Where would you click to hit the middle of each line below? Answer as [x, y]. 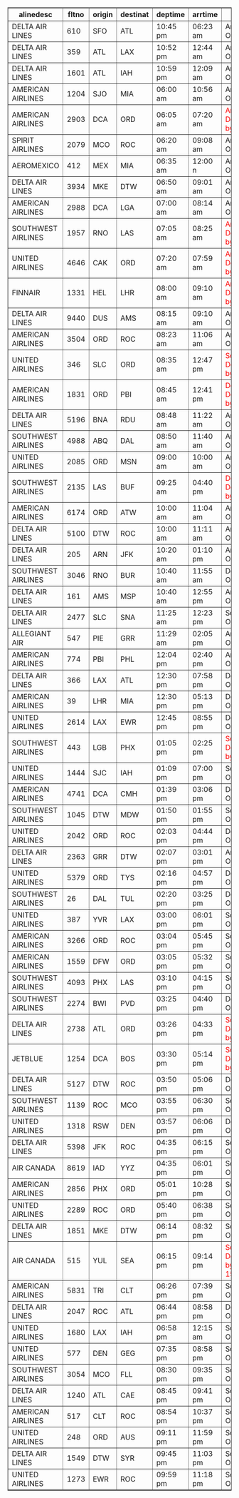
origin [103, 15]
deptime [170, 15]
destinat [135, 15]
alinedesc [36, 15]
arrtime [205, 15]
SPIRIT [23, 140]
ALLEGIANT [32, 634]
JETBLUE [28, 1059]
